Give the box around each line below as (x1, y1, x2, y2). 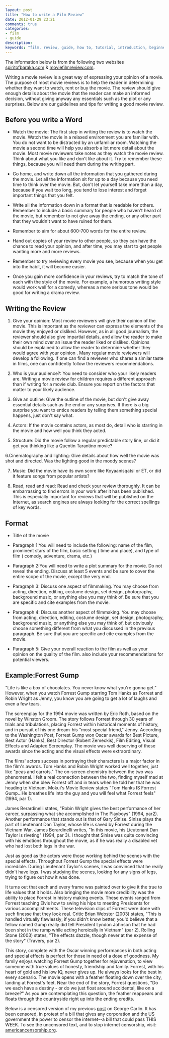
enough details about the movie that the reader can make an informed (5, 90, 150, 96)
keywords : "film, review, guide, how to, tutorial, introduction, (5, 45, 147, 50)
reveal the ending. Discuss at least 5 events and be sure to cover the (12, 568, 155, 574)
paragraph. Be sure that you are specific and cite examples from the (12, 631, 154, 637)
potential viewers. (12, 656, 50, 663)
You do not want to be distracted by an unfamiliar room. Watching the (12, 139, 157, 146)
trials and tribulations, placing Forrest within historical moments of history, (5, 721, 159, 727)
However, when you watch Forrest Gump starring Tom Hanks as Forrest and (5, 690, 162, 696)
